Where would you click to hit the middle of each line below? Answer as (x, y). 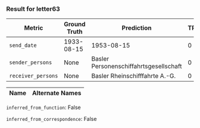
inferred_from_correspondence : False (51, 119)
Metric (34, 28)
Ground (74, 24)
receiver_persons (34, 76)
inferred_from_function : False (44, 107)
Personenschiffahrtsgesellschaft (137, 66)
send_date (23, 46)
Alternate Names (57, 93)
